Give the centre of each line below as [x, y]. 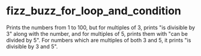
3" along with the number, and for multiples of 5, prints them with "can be [97, 33]
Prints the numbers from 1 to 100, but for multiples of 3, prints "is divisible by [101, 27]
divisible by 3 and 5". [32, 46]
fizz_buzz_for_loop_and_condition [94, 11]
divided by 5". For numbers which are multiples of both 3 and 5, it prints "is [99, 40]
